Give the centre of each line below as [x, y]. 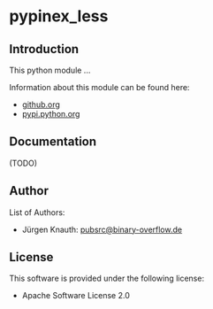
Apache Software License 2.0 [76, 296]
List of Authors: [37, 212]
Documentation [53, 142]
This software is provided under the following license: [107, 278]
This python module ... [50, 70]
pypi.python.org [51, 114]
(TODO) [23, 163]
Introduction [44, 49]
